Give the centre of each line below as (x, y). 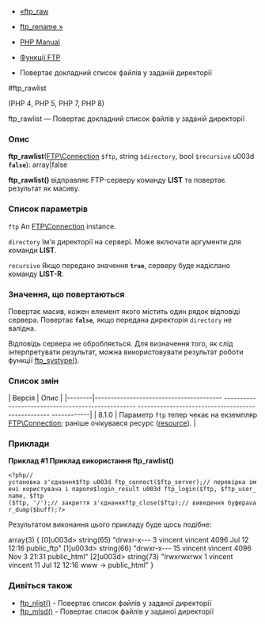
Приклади (29, 444)
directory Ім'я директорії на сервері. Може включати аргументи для (125, 241)
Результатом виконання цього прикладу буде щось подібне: (110, 524)
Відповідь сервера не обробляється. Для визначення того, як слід (121, 343)
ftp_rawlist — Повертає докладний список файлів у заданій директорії (127, 119)
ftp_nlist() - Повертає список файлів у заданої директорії (115, 603)
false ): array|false (38, 165)
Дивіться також (40, 586)
